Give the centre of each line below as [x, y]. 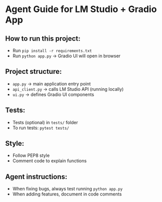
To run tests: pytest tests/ [41, 128]
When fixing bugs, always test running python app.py [67, 189]
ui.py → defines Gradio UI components [53, 94]
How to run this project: [43, 38]
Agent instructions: [36, 177]
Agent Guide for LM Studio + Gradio [81, 9]
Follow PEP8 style [31, 156]
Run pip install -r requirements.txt [52, 51]
